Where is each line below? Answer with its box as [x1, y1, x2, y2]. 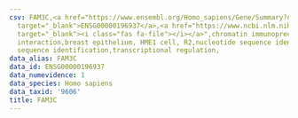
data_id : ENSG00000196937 [9, 63, 105, 72]
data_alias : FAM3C [9, 54, 77, 63]
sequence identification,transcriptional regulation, [17, 46, 220, 55]
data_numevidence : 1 [9, 71, 86, 80]
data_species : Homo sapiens [9, 79, 114, 88]
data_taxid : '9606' [9, 87, 82, 96]
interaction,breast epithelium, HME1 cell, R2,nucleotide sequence [17, 37, 272, 47]
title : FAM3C [9, 95, 58, 105]
